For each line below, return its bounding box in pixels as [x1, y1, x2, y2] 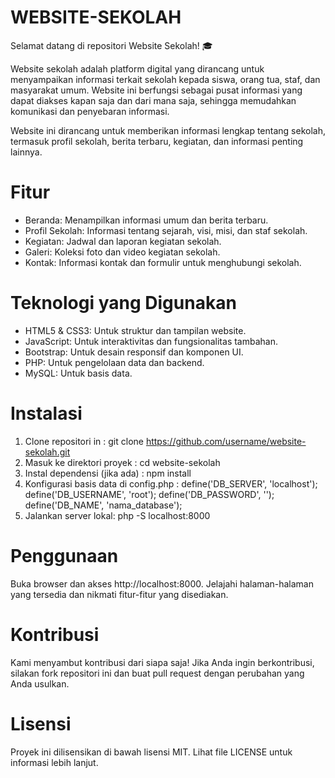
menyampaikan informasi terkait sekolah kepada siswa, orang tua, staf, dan [10, 73, 321, 85]
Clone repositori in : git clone [24, 435, 144, 447]
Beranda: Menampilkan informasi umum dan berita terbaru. [24, 214, 269, 226]
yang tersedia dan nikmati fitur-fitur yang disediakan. [10, 588, 229, 600]
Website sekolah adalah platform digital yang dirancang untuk [10, 62, 265, 75]
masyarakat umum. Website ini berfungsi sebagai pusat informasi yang [10, 84, 303, 96]
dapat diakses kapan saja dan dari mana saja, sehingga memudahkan [10, 94, 297, 106]
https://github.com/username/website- [145, 435, 307, 447]
